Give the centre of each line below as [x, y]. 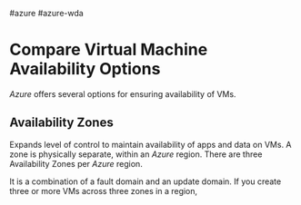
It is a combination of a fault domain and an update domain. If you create [145, 181]
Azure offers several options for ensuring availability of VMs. [123, 93]
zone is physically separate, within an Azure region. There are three [136, 154]
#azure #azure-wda [46, 13]
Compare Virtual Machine [109, 50]
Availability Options [85, 69]
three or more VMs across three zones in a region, [104, 190]
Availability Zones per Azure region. [76, 163]
